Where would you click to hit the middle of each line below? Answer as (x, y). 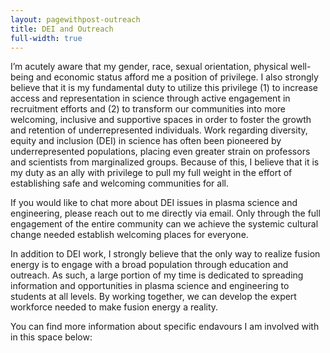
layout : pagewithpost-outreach (75, 19)
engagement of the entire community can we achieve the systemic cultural (164, 224)
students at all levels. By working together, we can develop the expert (153, 297)
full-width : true (46, 38)
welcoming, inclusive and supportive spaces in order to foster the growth (161, 120)
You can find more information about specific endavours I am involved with (165, 327)
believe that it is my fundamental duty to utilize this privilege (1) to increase (164, 88)
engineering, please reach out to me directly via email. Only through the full (165, 213)
